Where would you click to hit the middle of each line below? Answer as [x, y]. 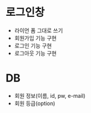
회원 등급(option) [35, 103]
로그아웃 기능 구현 [35, 53]
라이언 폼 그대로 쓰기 [39, 30]
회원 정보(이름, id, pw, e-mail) [50, 95]
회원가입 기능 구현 [35, 38]
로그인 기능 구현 [33, 46]
